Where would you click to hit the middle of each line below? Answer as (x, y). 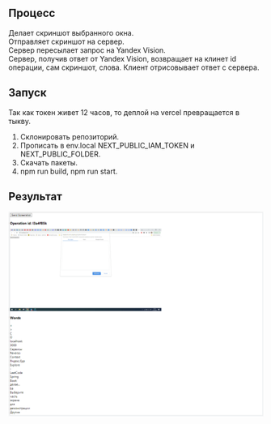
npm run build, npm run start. (69, 171)
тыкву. (19, 121)
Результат (36, 197)
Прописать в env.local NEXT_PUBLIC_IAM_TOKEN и (107, 145)
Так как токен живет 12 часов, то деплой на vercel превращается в (124, 112)
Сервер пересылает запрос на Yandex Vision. (87, 50)
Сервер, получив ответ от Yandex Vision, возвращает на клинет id (123, 58)
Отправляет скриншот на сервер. (67, 41)
